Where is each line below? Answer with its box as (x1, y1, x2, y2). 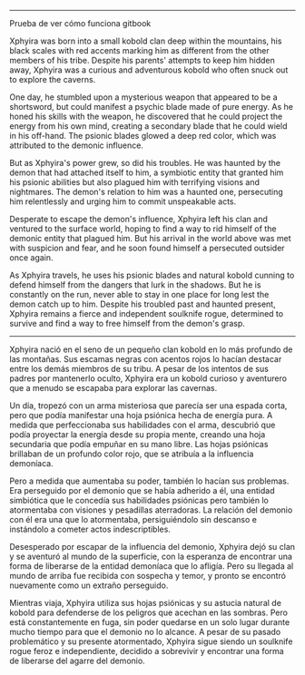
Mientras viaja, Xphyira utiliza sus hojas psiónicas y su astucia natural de (9, 598, 281, 608)
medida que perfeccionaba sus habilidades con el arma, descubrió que (9, 419, 276, 430)
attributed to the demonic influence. (9, 140, 143, 151)
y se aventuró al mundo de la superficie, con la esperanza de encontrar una (9, 551, 293, 562)
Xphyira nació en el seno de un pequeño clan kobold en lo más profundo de (9, 344, 293, 355)
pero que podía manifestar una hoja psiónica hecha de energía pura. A (9, 410, 273, 420)
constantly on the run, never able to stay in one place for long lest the (9, 289, 270, 299)
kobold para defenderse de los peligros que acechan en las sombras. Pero (9, 607, 289, 618)
